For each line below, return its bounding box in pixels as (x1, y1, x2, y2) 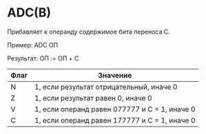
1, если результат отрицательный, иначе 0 (34, 82, 178, 91)
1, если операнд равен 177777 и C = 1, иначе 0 (34, 115, 196, 125)
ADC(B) (7, 5, 52, 21)
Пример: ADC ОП (7, 41, 59, 49)
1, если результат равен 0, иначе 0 (34, 93, 153, 102)
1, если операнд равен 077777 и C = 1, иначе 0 (34, 104, 196, 114)
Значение (98, 70, 132, 80)
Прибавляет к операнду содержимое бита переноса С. (7, 27, 170, 36)
